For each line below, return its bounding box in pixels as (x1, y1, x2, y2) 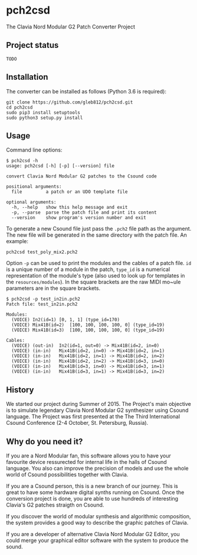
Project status (6, 40, 59, 50)
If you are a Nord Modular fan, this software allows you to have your (6, 452, 171, 459)
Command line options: (6, 146, 63, 154)
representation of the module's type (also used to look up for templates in (6, 272, 185, 279)
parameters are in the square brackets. (6, 285, 101, 292)
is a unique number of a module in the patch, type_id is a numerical (6, 266, 170, 273)
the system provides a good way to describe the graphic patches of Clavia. (6, 519, 189, 526)
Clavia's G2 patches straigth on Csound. (6, 501, 104, 508)
